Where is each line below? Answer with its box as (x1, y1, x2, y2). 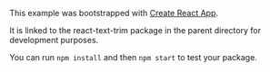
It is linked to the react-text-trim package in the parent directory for (9, 25, 262, 35)
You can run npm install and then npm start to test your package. (9, 52, 257, 62)
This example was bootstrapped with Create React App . (9, 8, 219, 18)
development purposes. (9, 35, 99, 45)
